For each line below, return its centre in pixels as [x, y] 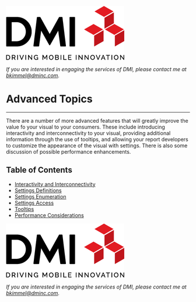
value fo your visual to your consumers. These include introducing [85, 127]
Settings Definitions [38, 190]
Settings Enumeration [40, 196]
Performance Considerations [49, 215]
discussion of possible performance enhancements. [69, 151]
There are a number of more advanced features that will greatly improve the [97, 120]
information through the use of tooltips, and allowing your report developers [97, 139]
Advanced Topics [49, 99]
